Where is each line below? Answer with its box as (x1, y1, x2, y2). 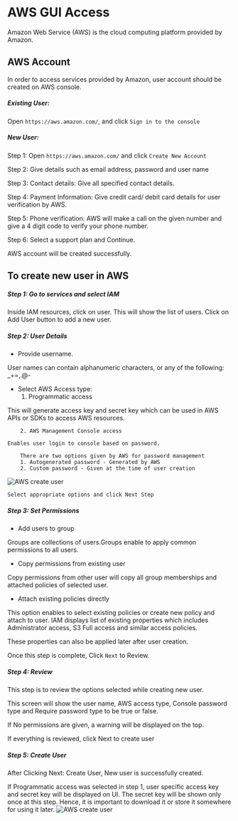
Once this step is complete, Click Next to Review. (7, 651, 150, 659)
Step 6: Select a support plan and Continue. (7, 235, 136, 244)
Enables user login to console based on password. (7, 440, 161, 448)
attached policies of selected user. (7, 580, 109, 589)
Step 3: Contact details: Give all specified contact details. (7, 179, 175, 187)
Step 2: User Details (7, 331, 67, 340)
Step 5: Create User (7, 750, 67, 759)
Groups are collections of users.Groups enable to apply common (7, 537, 197, 546)
